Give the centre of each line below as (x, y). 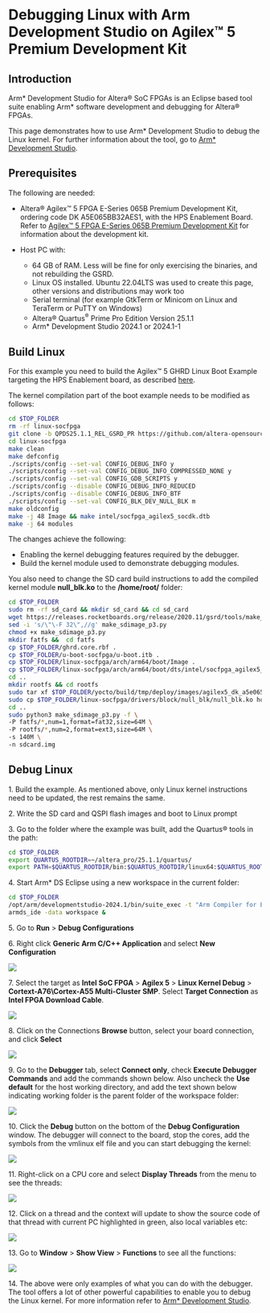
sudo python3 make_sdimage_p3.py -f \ (73, 715)
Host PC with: (43, 249)
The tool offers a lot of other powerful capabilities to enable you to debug (130, 1292)
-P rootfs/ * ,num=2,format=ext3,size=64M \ (80, 730)
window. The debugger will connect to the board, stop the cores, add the (129, 1135)
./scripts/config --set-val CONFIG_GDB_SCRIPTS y (93, 479)
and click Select (35, 1039)
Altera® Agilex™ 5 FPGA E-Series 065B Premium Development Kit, (129, 208)
